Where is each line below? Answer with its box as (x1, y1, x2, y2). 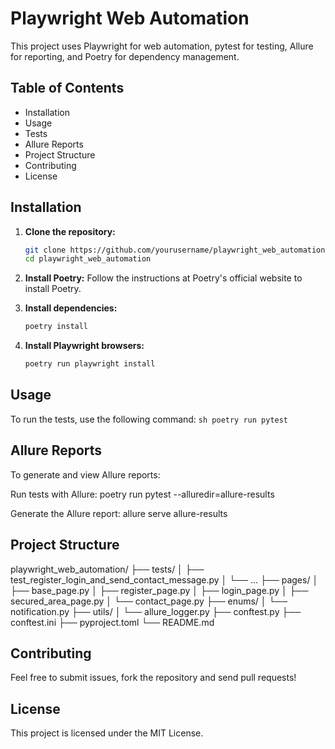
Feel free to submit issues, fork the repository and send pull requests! (10, 672, 297, 684)
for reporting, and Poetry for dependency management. (10, 50, 240, 62)
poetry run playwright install (24, 359, 156, 369)
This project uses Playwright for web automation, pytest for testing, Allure (10, 40, 314, 52)
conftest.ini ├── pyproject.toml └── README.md (10, 616, 215, 628)
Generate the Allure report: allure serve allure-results (10, 507, 228, 519)
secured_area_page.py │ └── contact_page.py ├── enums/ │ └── (10, 595, 288, 607)
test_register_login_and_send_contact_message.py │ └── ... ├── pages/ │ (10, 573, 319, 586)
